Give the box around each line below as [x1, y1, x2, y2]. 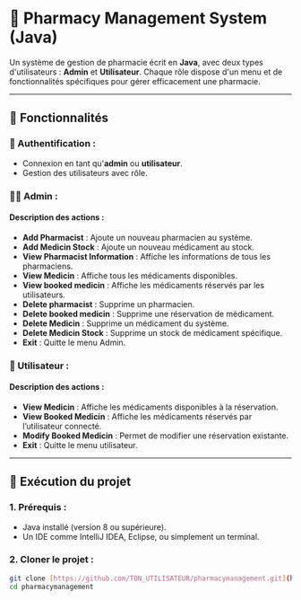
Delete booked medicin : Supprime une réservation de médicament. [21, 308, 275, 319]
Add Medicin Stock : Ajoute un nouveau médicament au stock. [21, 242, 255, 252]
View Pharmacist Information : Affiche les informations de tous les [21, 251, 271, 261]
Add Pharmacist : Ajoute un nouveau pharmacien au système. [21, 232, 253, 243]
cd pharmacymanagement [9, 582, 94, 591]
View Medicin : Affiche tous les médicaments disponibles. [21, 269, 238, 281]
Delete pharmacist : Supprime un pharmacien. [21, 298, 195, 309]
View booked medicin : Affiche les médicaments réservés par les [21, 279, 265, 290]
